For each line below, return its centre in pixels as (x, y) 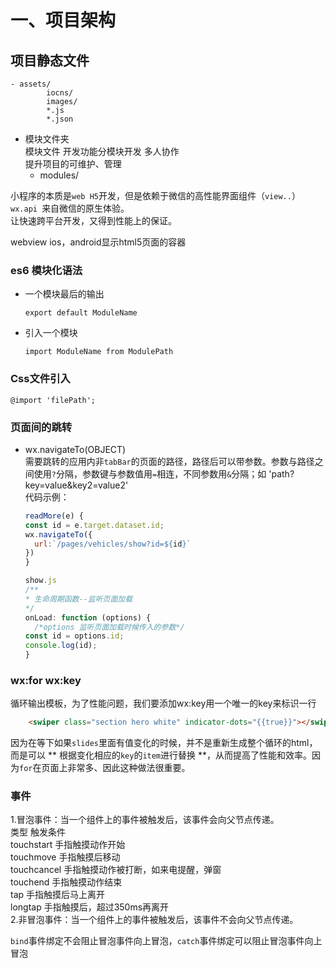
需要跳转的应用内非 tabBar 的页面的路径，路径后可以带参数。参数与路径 (169, 461)
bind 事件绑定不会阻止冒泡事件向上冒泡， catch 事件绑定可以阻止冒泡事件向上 (166, 941)
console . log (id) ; (61, 646)
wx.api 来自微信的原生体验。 (70, 208)
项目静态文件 (50, 60)
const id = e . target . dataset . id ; (94, 525)
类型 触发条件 (38, 832)
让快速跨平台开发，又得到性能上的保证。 (93, 220)
